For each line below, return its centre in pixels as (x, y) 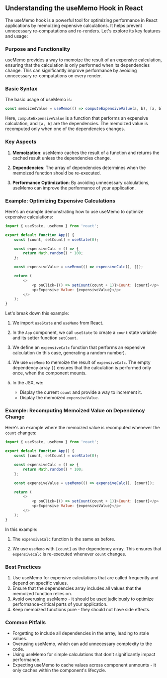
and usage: (17, 36)
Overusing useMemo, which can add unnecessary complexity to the (82, 644)
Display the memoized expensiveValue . (59, 398)
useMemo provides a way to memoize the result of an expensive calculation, (83, 60)
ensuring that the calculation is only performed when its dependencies (78, 65)
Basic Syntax (21, 89)
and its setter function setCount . (45, 338)
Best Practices (23, 567)
